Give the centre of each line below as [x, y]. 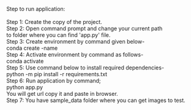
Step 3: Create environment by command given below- [76, 41]
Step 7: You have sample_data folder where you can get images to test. [96, 100]
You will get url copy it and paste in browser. [62, 94]
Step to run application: [36, 9]
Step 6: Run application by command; [54, 81]
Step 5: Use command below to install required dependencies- [85, 68]
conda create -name [32, 48]
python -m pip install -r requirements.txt [57, 74]
